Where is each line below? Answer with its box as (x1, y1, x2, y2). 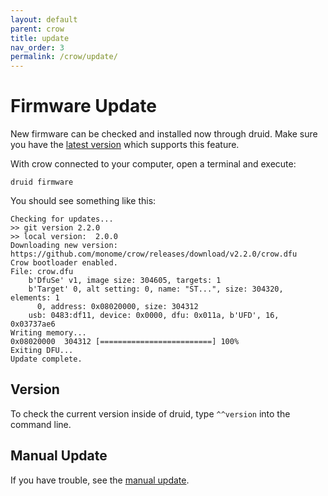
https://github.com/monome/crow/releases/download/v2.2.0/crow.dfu (10, 249, 298, 260)
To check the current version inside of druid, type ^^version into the (10, 407, 291, 420)
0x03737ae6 (10, 319, 56, 330)
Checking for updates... (10, 214, 114, 225)
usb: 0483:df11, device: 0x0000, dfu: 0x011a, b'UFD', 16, (28, 311, 280, 321)
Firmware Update (10, 95, 157, 118)
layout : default (10, 14, 78, 25)
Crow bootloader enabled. (10, 258, 118, 268)
